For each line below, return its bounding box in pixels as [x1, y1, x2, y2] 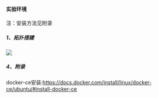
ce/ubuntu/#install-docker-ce [6, 86, 77, 93]
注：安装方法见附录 [6, 19, 53, 26]
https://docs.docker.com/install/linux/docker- [42, 79, 152, 86]
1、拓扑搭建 [6, 34, 35, 41]
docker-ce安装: [6, 79, 43, 86]
